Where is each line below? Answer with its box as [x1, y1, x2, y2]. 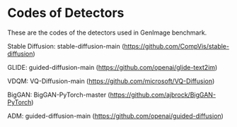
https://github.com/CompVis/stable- [123, 42, 230, 50]
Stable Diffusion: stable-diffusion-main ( [7, 42, 125, 50]
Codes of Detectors [7, 5, 125, 21]
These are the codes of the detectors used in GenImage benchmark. [7, 28, 207, 37]
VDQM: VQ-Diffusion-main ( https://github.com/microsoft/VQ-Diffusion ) [7, 76, 215, 85]
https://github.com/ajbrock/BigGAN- [110, 90, 216, 99]
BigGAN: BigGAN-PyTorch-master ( [7, 90, 111, 99]
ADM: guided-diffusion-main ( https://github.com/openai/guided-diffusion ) [7, 111, 224, 120]
